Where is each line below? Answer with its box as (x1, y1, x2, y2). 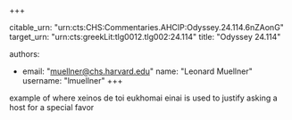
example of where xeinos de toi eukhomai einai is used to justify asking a (9, 92, 279, 103)
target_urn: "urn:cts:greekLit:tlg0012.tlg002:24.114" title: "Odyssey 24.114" (9, 32, 281, 42)
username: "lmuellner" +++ (21, 76, 123, 85)
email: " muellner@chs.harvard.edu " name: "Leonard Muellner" (21, 66, 253, 76)
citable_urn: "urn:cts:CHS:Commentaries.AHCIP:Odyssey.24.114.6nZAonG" (9, 22, 284, 32)
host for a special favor (9, 102, 95, 112)
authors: (9, 49, 40, 59)
